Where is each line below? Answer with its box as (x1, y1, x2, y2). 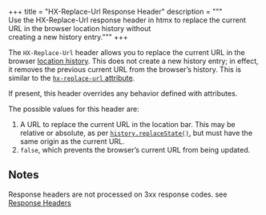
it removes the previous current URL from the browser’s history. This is (8, 65, 242, 74)
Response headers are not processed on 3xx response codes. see (8, 189, 228, 199)
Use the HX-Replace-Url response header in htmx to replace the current (8, 15, 247, 25)
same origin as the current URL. (19, 137, 126, 146)
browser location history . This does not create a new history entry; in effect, (8, 56, 259, 66)
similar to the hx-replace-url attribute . (8, 74, 135, 82)
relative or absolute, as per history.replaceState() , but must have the (19, 128, 253, 137)
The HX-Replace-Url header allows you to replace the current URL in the (8, 48, 246, 57)
